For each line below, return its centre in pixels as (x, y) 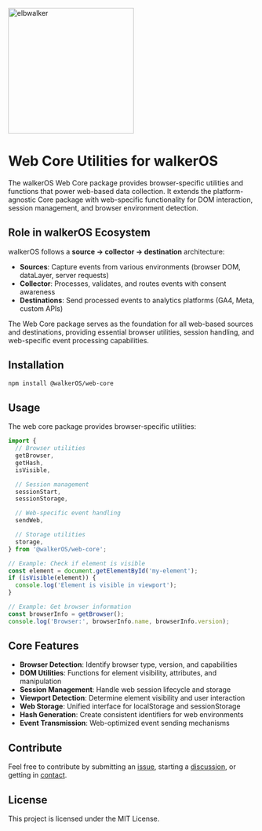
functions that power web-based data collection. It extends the (110, 191)
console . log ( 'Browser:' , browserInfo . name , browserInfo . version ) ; (119, 621)
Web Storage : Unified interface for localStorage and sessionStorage (130, 706)
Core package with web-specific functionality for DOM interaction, (146, 200)
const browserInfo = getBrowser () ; (66, 614)
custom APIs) (41, 308)
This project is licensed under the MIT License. (84, 819)
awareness (37, 291)
